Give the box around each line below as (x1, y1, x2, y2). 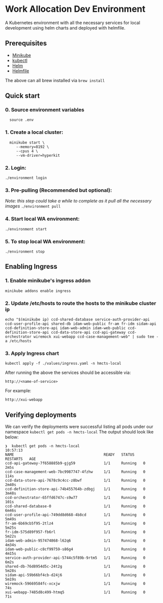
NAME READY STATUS (5, 452, 135, 458)
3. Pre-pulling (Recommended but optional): (5, 187, 112, 194)
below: (5, 434, 19, 440)
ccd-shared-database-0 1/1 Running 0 (5, 504, 146, 509)
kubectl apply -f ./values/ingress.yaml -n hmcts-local (5, 361, 121, 366)
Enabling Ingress (5, 262, 58, 271)
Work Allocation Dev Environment (5, 3, 146, 15)
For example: (5, 388, 32, 394)
